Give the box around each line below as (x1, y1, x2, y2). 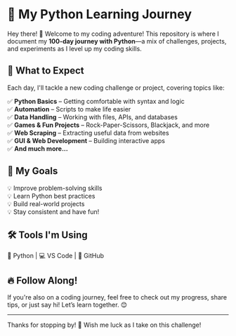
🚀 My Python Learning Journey (7, 6, 192, 22)
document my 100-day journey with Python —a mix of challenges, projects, (7, 36, 227, 45)
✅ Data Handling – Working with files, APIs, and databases (7, 112, 178, 121)
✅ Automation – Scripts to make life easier (7, 105, 131, 113)
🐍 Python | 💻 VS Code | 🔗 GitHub (7, 252, 104, 260)
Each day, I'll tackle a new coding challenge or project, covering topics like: (7, 83, 225, 92)
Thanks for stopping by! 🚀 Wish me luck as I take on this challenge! (7, 321, 202, 329)
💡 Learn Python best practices (7, 191, 96, 200)
